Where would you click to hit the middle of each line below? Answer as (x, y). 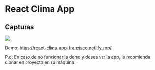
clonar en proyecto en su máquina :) (42, 62)
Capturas (20, 27)
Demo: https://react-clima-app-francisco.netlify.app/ (58, 48)
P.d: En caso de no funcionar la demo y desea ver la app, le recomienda (78, 57)
